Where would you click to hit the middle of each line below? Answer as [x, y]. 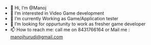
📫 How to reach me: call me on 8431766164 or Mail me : [70, 30]
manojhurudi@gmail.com [36, 37]
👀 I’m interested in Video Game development [57, 13]
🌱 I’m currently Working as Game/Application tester [64, 18]
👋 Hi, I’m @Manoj [28, 8]
